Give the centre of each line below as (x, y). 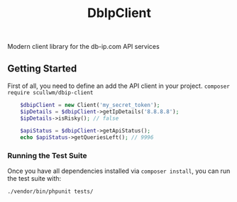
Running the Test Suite (47, 156)
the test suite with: (34, 179)
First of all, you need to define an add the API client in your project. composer (119, 86)
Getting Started (42, 69)
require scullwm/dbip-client (50, 92)
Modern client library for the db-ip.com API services (83, 46)
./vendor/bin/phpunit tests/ (50, 192)
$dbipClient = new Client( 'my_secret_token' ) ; (90, 105)
